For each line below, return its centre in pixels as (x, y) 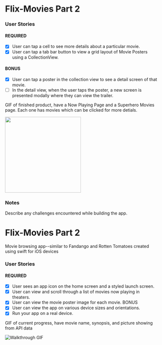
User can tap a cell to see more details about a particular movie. (76, 47)
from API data (19, 328)
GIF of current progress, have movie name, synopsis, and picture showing (79, 323)
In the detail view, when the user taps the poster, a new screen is (77, 90)
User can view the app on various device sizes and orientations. (76, 308)
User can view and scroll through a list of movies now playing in (76, 292)
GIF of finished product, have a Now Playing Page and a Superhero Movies (80, 105)
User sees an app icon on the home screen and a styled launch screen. (83, 286)
